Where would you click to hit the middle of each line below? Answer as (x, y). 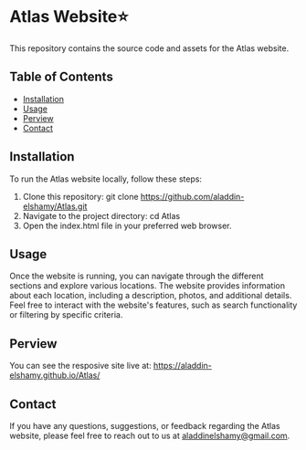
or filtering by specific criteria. (66, 315)
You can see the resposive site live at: (81, 366)
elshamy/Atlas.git (55, 206)
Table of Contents (62, 77)
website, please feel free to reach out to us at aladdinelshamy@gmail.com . (150, 435)
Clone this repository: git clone (80, 196)
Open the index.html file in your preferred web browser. (127, 225)
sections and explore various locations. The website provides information (148, 286)
